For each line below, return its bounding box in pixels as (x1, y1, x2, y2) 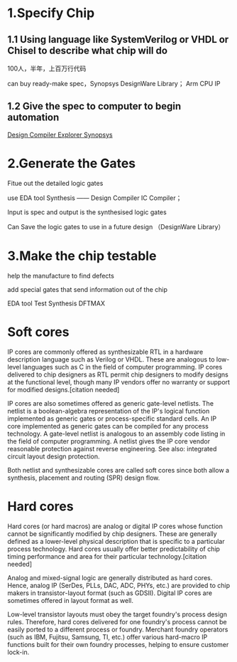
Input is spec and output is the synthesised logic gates (7, 208, 167, 216)
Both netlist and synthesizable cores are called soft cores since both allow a (7, 466, 229, 474)
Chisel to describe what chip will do (7, 44, 168, 56)
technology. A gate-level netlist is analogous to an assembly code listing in (7, 429, 226, 438)
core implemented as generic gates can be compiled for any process (7, 421, 209, 430)
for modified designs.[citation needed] (7, 385, 120, 394)
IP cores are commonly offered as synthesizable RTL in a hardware (7, 347, 204, 356)
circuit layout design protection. (7, 452, 101, 461)
